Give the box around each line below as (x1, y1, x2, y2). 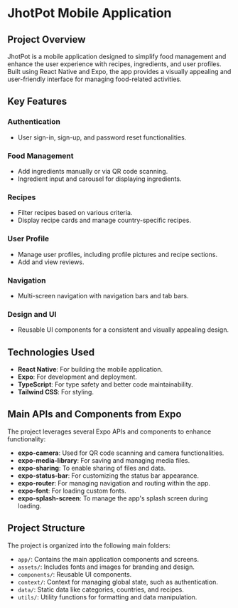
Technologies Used (7, 346, 94, 358)
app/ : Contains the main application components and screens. (17, 555, 200, 563)
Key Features (7, 95, 67, 108)
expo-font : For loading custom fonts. (17, 486, 126, 495)
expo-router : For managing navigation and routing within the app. (17, 478, 211, 487)
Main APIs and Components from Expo (7, 408, 182, 421)
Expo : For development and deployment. (17, 372, 137, 381)
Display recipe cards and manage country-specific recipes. (17, 216, 192, 225)
